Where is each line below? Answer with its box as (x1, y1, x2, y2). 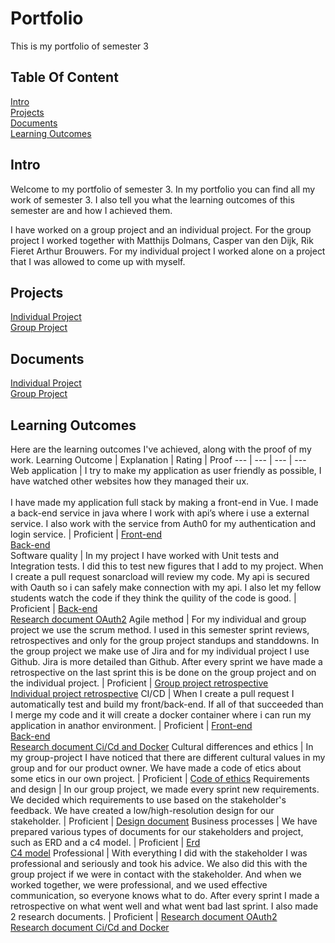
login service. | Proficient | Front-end (10, 528, 163, 540)
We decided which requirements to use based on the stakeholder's (10, 794, 287, 806)
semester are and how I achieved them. (10, 204, 173, 216)
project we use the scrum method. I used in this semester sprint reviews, (10, 624, 310, 636)
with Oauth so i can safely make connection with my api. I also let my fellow (10, 582, 322, 593)
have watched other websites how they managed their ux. (10, 475, 250, 487)
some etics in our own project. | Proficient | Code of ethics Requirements (10, 773, 310, 784)
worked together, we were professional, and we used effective (10, 879, 268, 891)
